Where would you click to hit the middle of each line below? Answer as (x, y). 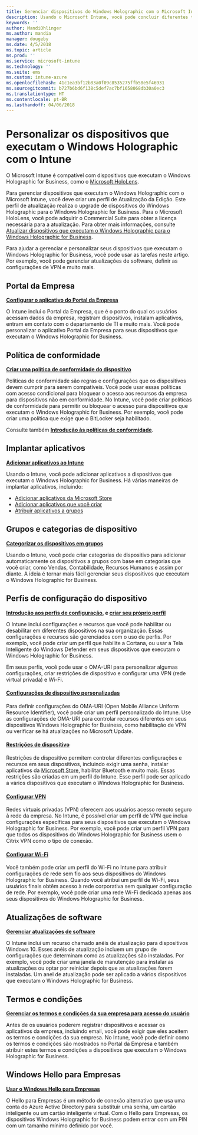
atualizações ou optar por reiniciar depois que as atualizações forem (89, 968)
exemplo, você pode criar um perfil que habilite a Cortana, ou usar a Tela (95, 643)
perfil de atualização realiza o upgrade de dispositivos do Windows (88, 206)
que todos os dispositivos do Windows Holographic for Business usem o (94, 835)
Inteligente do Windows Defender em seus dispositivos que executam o (93, 649)
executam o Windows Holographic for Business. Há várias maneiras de (92, 480)
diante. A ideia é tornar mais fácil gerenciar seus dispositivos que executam (98, 574)
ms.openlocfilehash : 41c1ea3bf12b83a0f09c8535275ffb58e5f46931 (85, 83)
